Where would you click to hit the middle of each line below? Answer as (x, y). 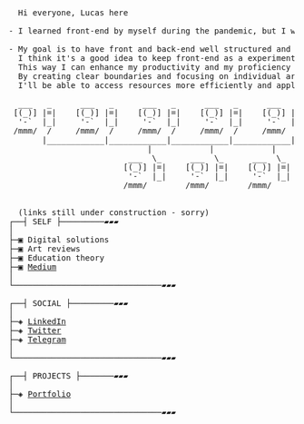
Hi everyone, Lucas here (73, 13)
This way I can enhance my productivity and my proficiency (154, 67)
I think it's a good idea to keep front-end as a (131, 58)
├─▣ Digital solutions (59, 240)
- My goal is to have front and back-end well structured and (150, 49)
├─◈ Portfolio (40, 394)
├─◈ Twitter (35, 330)
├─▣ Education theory (57, 258)
